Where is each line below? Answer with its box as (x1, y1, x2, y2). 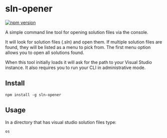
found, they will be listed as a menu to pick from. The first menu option (5, 44, 151, 50)
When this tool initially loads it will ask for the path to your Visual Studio (5, 59, 152, 65)
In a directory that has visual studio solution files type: (5, 119, 116, 125)
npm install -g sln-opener (5, 92, 61, 97)
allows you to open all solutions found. (5, 49, 84, 55)
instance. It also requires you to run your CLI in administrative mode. (5, 64, 146, 70)
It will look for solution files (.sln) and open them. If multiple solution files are (5, 38, 162, 45)
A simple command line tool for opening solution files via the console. (5, 29, 148, 35)
